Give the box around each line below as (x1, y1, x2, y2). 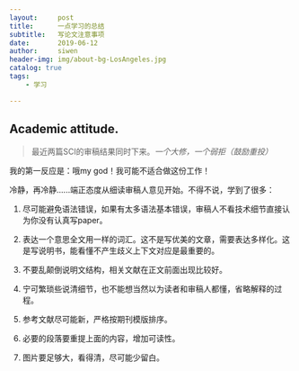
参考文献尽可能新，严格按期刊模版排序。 (22, 314, 172, 325)
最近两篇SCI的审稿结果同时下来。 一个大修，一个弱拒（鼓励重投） (31, 146, 273, 158)
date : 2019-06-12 (9, 38, 99, 48)
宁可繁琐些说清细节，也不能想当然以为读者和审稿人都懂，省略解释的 (22, 284, 275, 294)
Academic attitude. (9, 122, 119, 137)
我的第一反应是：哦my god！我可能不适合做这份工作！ (9, 166, 211, 176)
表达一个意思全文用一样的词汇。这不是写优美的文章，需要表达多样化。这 (22, 234, 290, 245)
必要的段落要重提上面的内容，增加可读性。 (22, 333, 180, 344)
